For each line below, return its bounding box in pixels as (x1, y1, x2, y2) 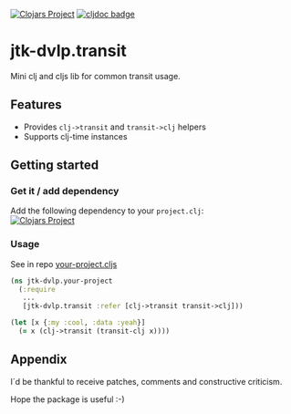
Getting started (10, 158, 99, 173)
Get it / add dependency (10, 185, 120, 198)
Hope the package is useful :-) (10, 393, 126, 405)
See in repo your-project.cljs (10, 258, 118, 269)
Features (10, 97, 62, 113)
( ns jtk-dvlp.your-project (10, 276, 113, 285)
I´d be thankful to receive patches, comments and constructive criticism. (10, 376, 283, 387)
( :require (18, 285, 56, 294)
